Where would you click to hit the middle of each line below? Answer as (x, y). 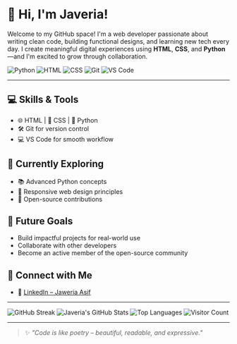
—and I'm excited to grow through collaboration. (78, 56)
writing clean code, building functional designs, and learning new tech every (119, 41)
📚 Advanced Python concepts (62, 181)
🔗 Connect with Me (50, 275)
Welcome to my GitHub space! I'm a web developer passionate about (108, 34)
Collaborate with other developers (67, 245)
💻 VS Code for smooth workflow (66, 139)
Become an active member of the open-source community (103, 253)
